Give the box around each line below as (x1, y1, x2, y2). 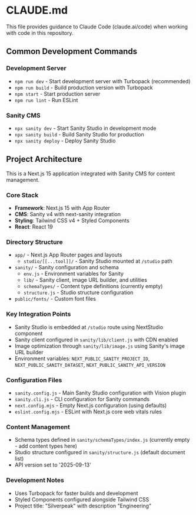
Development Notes (6, 476, 65, 484)
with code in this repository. (6, 29, 74, 36)
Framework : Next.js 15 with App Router (14, 204, 110, 211)
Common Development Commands (6, 47, 137, 57)
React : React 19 (14, 223, 53, 230)
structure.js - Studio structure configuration (23, 289, 134, 296)
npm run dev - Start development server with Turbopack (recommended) (14, 77, 191, 84)
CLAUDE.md (6, 4, 68, 17)
